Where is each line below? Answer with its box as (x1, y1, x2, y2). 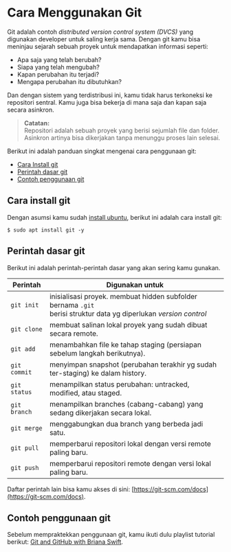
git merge (10, 424, 43, 432)
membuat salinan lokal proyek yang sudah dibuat (49, 320, 208, 329)
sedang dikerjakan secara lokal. (49, 408, 152, 418)
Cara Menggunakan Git (7, 5, 142, 21)
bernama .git (49, 300, 95, 309)
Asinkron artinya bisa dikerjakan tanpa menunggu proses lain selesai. (23, 133, 221, 142)
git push (10, 464, 39, 471)
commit (10, 368, 32, 376)
